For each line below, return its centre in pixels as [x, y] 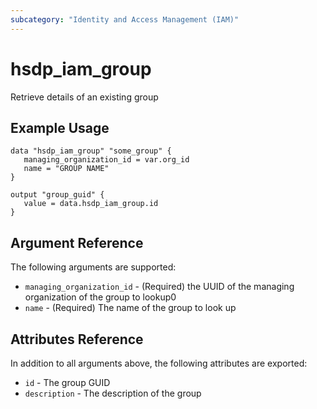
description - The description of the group [113, 393]
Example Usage [60, 127]
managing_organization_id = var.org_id [106, 160]
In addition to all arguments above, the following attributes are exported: [159, 363]
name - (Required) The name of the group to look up [130, 308]
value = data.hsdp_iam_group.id [91, 204]
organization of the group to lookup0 [100, 297]
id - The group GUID [67, 382]
